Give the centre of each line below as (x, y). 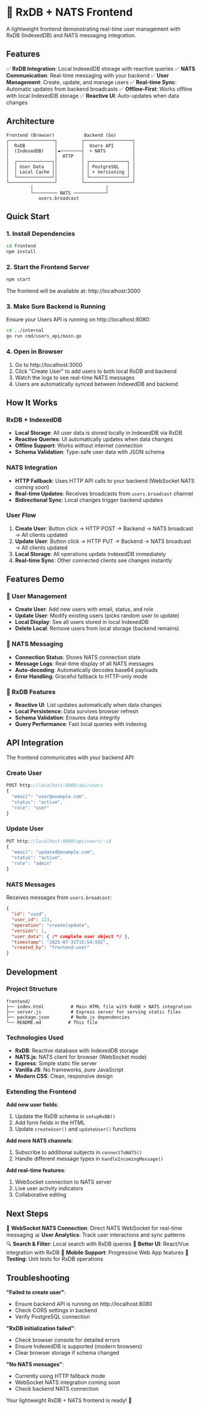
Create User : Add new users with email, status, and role (84, 610)
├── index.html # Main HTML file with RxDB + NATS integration (99, 1006)
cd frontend (21, 246)
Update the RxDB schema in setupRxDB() (65, 1116)
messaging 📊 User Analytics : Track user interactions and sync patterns (96, 1235)
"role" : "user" (31, 808)
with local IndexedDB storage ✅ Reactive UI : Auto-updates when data (93, 95)
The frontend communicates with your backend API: (70, 757)
